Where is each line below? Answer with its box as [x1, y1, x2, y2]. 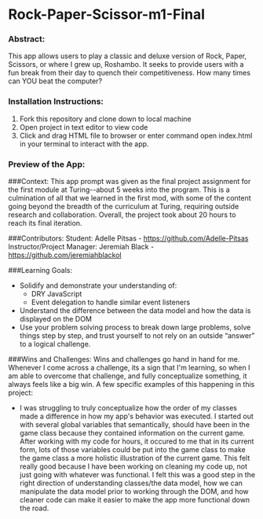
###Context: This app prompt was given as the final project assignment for [8, 177, 251, 186]
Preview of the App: [8, 159, 86, 170]
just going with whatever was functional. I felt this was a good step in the [19, 470, 256, 480]
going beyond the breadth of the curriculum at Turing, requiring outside [8, 202, 239, 212]
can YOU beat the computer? [8, 76, 103, 86]
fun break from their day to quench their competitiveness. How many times [8, 68, 251, 78]
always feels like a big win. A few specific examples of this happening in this [8, 380, 255, 389]
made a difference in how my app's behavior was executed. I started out [19, 411, 254, 421]
